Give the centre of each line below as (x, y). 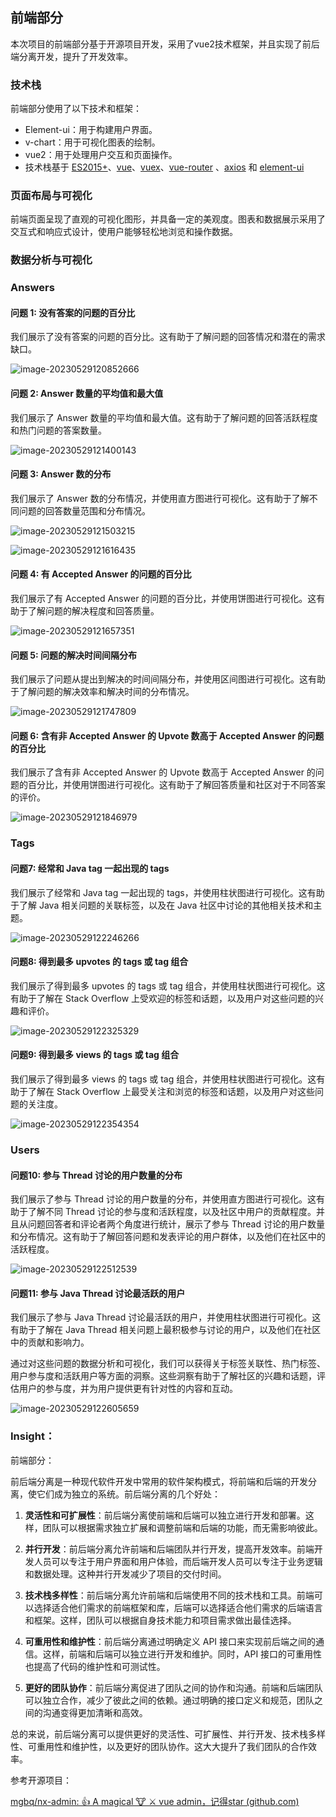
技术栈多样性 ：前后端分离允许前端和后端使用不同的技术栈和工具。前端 (169, 1595)
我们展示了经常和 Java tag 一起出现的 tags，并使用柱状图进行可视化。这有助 (167, 892)
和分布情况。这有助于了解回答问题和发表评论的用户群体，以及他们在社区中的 (168, 1237)
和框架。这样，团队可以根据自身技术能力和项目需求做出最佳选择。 (160, 1620)
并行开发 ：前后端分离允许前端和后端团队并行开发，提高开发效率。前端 (169, 1549)
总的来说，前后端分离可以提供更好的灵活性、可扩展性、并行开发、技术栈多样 (168, 1734)
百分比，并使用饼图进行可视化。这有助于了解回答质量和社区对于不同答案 (176, 785)
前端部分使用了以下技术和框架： (76, 109)
